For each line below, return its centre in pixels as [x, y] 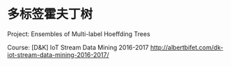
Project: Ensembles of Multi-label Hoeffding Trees [79, 34]
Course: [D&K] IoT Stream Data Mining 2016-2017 [78, 47]
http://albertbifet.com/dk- [187, 47]
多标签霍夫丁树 [50, 14]
